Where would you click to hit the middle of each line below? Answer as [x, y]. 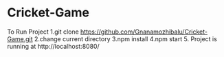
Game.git [20, 38]
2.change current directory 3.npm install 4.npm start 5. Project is [126, 38]
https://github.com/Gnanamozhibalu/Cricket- [144, 32]
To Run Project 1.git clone [43, 32]
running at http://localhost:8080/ [53, 46]
